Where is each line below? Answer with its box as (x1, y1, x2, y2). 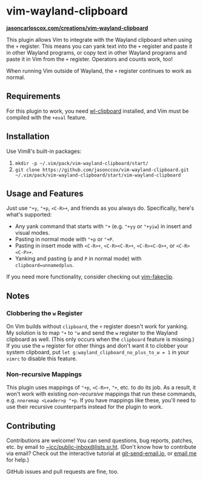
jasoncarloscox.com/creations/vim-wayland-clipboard (6, 24, 148, 32)
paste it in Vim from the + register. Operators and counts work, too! (6, 55, 173, 62)
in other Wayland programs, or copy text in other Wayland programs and (6, 49, 187, 56)
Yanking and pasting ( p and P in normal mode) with (15, 255, 142, 262)
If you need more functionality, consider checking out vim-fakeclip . (6, 273, 174, 280)
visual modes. (15, 229, 50, 237)
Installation (6, 132, 50, 142)
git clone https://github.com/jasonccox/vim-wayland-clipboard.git (15, 167, 189, 173)
